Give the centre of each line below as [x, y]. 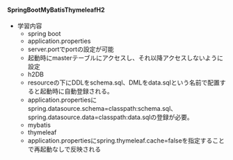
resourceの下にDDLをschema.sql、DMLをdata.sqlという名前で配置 [124, 82]
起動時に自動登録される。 [77, 91]
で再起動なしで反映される [64, 150]
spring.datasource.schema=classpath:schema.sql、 [102, 109]
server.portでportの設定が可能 [71, 49]
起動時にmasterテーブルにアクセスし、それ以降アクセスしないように [126, 58]
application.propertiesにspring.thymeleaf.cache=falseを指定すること [126, 141]
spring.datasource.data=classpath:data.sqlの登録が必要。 [110, 117]
